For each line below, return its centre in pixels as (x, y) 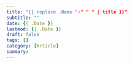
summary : (17, 52)
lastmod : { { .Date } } (34, 29)
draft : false (23, 35)
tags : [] (17, 40)
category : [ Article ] (33, 46)
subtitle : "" (23, 18)
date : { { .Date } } (30, 23)
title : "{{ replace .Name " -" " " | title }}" (67, 12)
